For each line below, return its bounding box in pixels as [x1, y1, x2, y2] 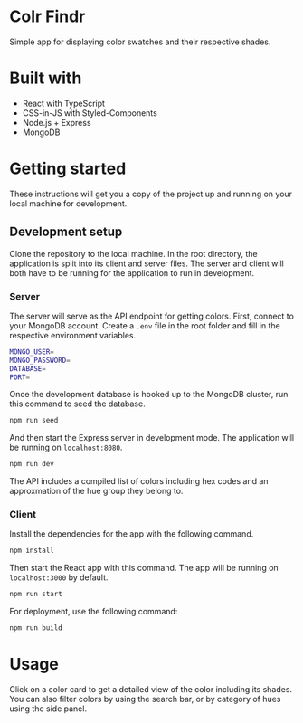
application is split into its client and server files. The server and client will [9, 258, 285, 269]
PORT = [9, 373, 30, 382]
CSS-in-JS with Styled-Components [22, 107, 158, 119]
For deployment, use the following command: [9, 606, 178, 617]
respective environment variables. [9, 329, 137, 340]
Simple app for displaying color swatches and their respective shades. [9, 36, 271, 47]
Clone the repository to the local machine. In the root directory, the [9, 248, 258, 259]
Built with [9, 68, 82, 89]
